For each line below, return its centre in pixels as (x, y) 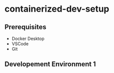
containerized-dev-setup (57, 9)
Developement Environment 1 (50, 64)
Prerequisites (25, 27)
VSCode (20, 44)
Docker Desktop (28, 38)
